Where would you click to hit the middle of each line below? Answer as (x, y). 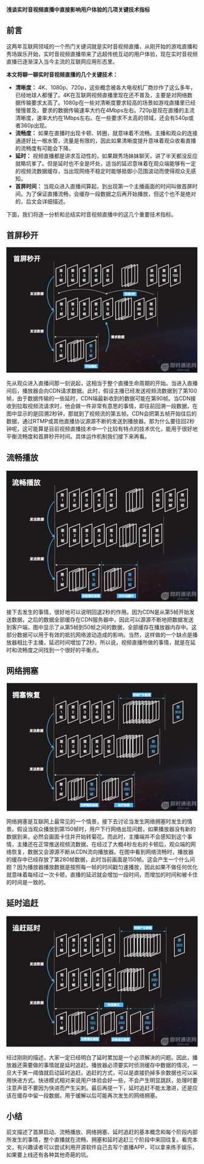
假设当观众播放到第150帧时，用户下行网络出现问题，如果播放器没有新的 (106, 829)
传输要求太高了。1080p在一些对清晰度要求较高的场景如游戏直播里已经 (108, 102)
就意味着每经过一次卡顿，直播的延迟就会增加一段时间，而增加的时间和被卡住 (102, 875)
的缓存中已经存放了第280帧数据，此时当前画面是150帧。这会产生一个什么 (98, 859)
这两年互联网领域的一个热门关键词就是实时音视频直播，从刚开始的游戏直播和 (102, 46)
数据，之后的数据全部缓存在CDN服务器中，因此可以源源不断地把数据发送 (102, 619)
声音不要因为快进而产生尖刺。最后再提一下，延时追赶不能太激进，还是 (104, 1087)
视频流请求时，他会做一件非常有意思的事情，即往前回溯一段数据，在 (112, 406)
